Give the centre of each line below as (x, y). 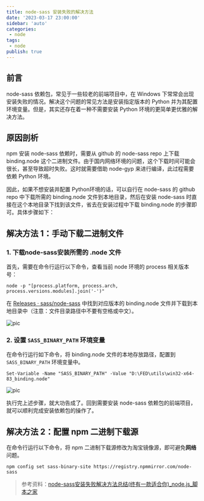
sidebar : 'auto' (27, 23)
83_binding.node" (28, 379)
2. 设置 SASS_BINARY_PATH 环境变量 (56, 340)
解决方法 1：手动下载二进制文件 (65, 233)
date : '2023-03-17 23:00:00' (43, 18)
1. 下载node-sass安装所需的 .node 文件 (64, 252)
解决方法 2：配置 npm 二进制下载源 (72, 432)
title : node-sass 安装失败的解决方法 (50, 12)
